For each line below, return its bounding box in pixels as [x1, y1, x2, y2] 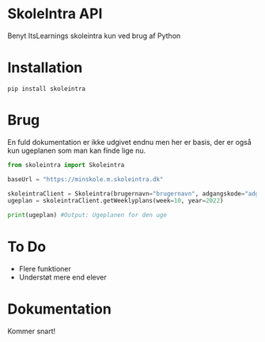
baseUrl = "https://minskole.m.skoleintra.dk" [7, 175, 164, 183]
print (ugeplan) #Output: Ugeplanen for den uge [7, 211, 168, 219]
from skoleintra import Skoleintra [7, 161, 125, 169]
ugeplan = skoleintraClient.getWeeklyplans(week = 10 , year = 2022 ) [7, 197, 224, 205]
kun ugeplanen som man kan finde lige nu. [7, 146, 146, 155]
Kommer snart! [7, 326, 56, 336]
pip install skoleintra [7, 85, 86, 93]
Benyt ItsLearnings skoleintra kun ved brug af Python [7, 31, 181, 40]
